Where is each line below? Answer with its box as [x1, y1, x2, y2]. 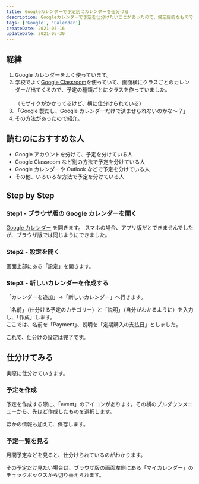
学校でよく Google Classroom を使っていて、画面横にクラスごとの [14, 78, 174, 86]
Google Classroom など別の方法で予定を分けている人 [14, 158, 146, 165]
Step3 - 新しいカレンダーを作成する [6, 279, 109, 287]
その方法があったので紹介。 [14, 114, 83, 122]
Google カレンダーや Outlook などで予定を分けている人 [14, 165, 150, 172]
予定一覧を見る [6, 437, 49, 445]
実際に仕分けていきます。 [6, 369, 68, 376]
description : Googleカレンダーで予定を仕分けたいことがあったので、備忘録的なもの [6, 14, 189, 20]
